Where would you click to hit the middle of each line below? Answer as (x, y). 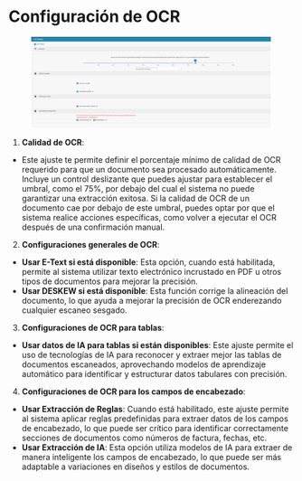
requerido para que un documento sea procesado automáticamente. (149, 170)
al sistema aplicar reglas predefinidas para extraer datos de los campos (155, 419)
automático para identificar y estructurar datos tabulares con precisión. (154, 374)
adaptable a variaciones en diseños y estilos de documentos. (136, 467)
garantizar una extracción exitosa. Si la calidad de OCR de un (136, 198)
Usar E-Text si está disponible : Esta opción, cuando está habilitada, (148, 262)
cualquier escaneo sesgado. (74, 310)
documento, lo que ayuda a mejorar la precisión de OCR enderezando (151, 301)
